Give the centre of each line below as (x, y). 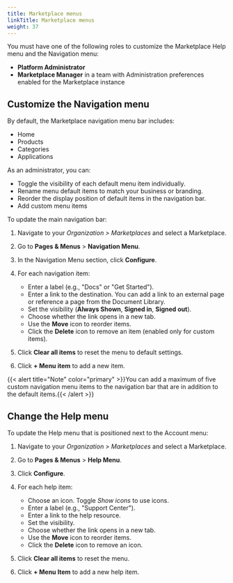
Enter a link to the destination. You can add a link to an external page (126, 294)
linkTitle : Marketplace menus (51, 20)
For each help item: (45, 487)
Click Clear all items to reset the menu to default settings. (100, 352)
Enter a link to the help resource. (74, 515)
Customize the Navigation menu (78, 104)
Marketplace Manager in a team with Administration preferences (111, 75)
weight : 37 (23, 26)
